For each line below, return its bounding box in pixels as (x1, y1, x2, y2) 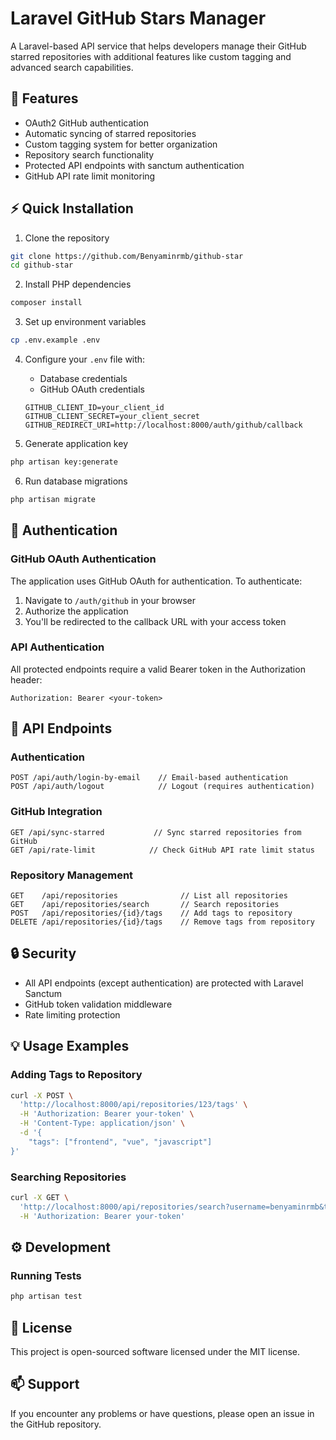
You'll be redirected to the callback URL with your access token (24, 615, 287, 627)
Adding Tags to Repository (10, 1068, 143, 1082)
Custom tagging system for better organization (24, 138, 218, 150)
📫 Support (10, 1376, 80, 1393)
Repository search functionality (24, 148, 155, 161)
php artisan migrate (10, 494, 97, 504)
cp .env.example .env (10, 335, 101, 346)
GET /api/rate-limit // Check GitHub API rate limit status (10, 845, 315, 855)
